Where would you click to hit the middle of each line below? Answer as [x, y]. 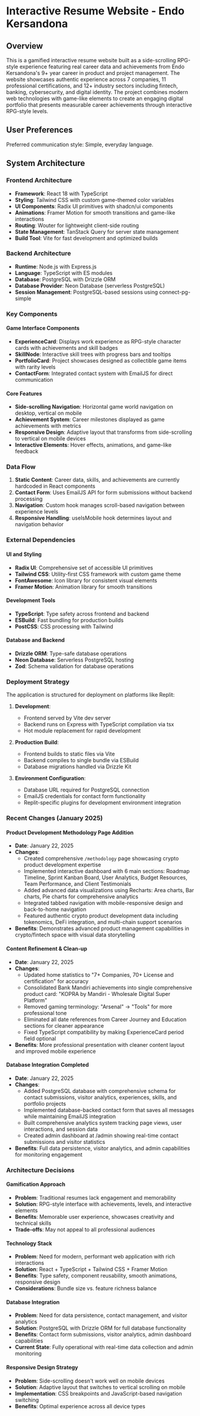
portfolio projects [45, 1103]
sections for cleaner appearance [64, 1025]
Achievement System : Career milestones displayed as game [90, 419]
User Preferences [39, 130]
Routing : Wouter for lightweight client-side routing [77, 225]
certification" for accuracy [56, 981]
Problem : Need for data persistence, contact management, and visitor [101, 1315]
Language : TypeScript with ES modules [64, 273]
